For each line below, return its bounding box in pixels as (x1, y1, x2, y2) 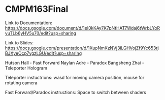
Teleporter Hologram (5, 65, 48, 71)
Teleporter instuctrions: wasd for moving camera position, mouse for (5, 74, 144, 80)
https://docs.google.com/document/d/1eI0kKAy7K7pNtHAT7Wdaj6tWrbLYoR (5, 25, 160, 31)
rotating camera (5, 80, 38, 86)
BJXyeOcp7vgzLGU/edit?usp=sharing (5, 50, 82, 56)
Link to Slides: (5, 39, 33, 45)
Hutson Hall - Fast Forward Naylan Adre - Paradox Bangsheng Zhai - (5, 60, 144, 66)
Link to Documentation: (5, 20, 53, 26)
